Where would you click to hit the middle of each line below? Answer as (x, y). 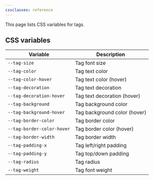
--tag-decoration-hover (36, 96)
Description (110, 55)
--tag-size (21, 63)
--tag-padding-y (27, 154)
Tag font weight (94, 170)
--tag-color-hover (30, 80)
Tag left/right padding (101, 146)
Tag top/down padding (102, 154)
